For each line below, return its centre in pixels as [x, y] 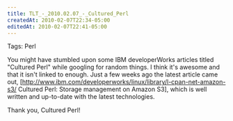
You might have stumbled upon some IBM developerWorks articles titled [111, 60]
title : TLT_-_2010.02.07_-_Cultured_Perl [68, 14]
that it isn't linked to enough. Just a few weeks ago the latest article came [113, 74]
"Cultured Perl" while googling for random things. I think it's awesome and [114, 67]
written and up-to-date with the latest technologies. [81, 97]
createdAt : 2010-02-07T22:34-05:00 [59, 20]
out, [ [15, 82]
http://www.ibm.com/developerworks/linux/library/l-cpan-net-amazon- [124, 82]
